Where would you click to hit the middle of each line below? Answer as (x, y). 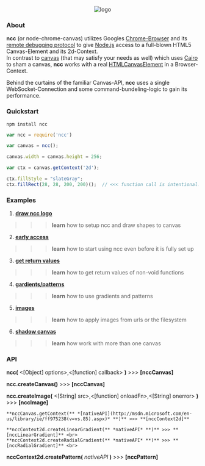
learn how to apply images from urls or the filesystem (119, 320)
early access (32, 237)
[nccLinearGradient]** (35, 435)
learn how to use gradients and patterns (103, 296)
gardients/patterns (40, 284)
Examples (21, 200)
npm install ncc (27, 124)
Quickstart (23, 112)
